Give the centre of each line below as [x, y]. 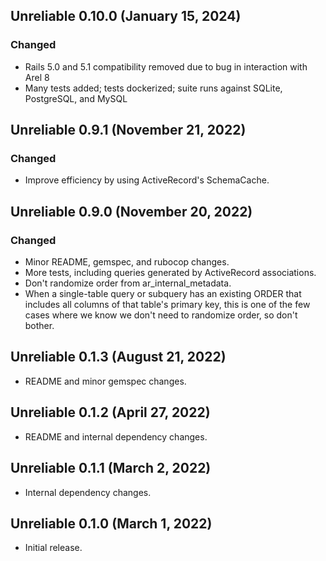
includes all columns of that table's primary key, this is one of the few [167, 305]
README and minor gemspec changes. [105, 381]
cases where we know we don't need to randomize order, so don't [161, 315]
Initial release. [53, 548]
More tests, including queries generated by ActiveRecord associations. [170, 273]
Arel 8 [37, 77]
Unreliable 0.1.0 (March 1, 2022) [111, 523]
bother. [39, 326]
